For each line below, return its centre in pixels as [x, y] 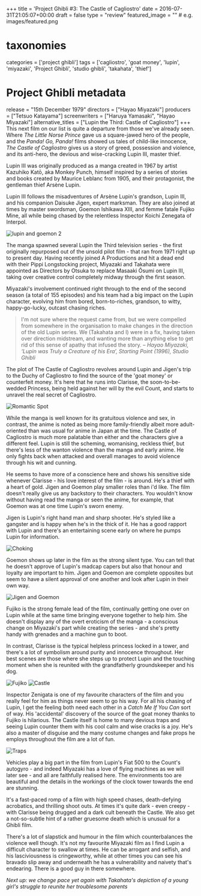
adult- [187, 424]
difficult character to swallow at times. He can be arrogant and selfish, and [98, 849]
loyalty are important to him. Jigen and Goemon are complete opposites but [100, 573]
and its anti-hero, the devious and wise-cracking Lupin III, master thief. [94, 154]
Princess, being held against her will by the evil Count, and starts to [111, 388]
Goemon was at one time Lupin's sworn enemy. [65, 506]
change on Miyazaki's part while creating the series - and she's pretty [93, 628]
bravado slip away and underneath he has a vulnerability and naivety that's [99, 862]
